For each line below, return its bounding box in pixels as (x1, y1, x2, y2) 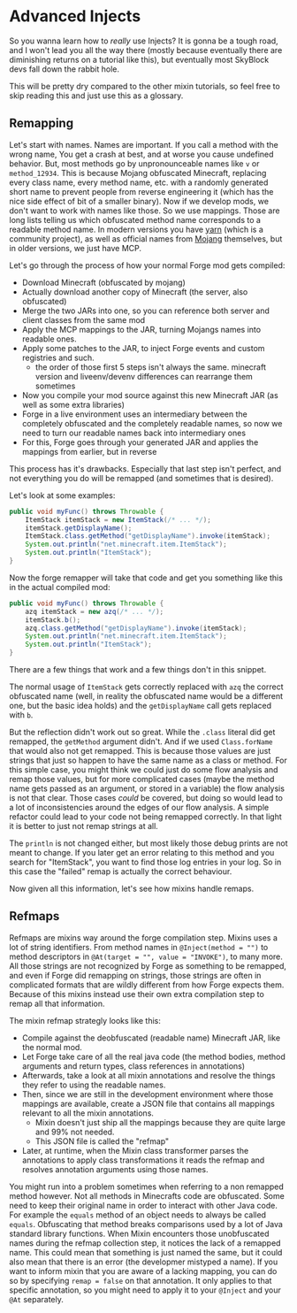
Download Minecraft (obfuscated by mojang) (21, 277, 186, 288)
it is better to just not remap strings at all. (9, 821, 159, 831)
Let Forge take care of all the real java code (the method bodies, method (21, 1051, 286, 1062)
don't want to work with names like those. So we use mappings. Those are (9, 205, 280, 216)
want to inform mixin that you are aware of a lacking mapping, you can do (9, 1265, 278, 1276)
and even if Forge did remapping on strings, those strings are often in (9, 970, 262, 980)
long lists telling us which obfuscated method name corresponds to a (9, 214, 261, 225)
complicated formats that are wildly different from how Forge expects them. (9, 979, 285, 990)
